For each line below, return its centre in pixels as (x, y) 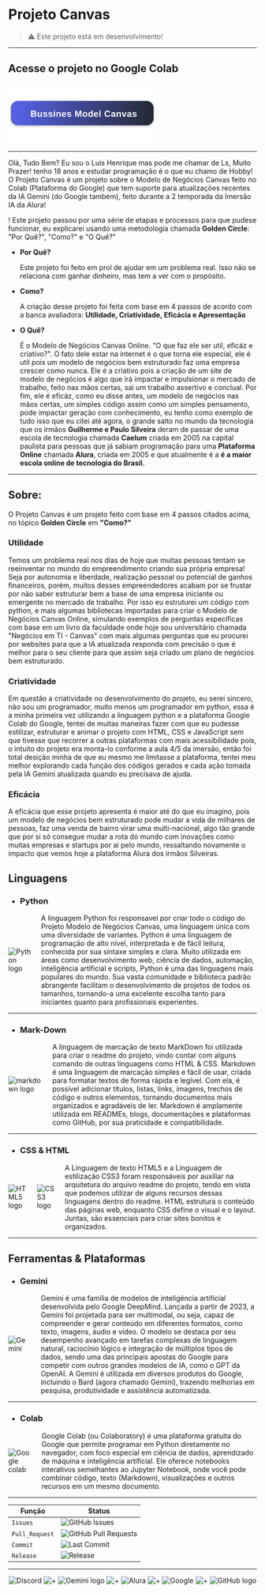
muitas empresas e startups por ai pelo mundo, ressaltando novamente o (127, 845)
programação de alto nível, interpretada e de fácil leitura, (133, 943)
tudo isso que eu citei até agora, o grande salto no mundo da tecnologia (136, 421)
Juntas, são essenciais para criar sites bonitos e (143, 1218)
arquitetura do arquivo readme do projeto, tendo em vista (157, 1184)
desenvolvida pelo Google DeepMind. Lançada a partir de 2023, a (147, 1307)
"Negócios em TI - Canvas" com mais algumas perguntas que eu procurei (128, 635)
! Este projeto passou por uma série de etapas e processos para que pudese (132, 220)
